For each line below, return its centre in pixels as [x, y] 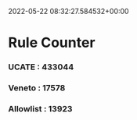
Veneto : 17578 [37, 88]
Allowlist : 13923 [40, 108]
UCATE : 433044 [41, 67]
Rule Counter [52, 43]
